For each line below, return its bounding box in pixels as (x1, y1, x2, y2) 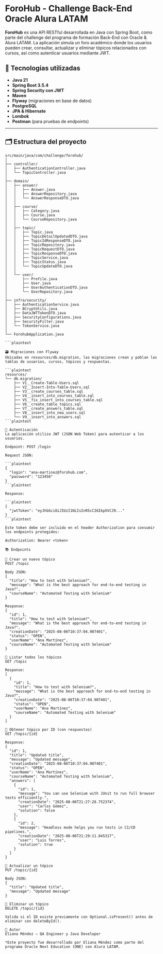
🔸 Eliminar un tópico (5, 901, 49, 906)
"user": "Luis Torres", (17, 838, 66, 843)
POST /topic (5, 561, 29, 566)
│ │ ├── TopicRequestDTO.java (5, 247, 75, 252)
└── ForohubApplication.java (5, 332, 64, 337)
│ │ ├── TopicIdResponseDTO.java (5, 238, 81, 243)
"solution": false (17, 808, 55, 813)
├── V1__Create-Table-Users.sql (14, 380, 79, 385)
